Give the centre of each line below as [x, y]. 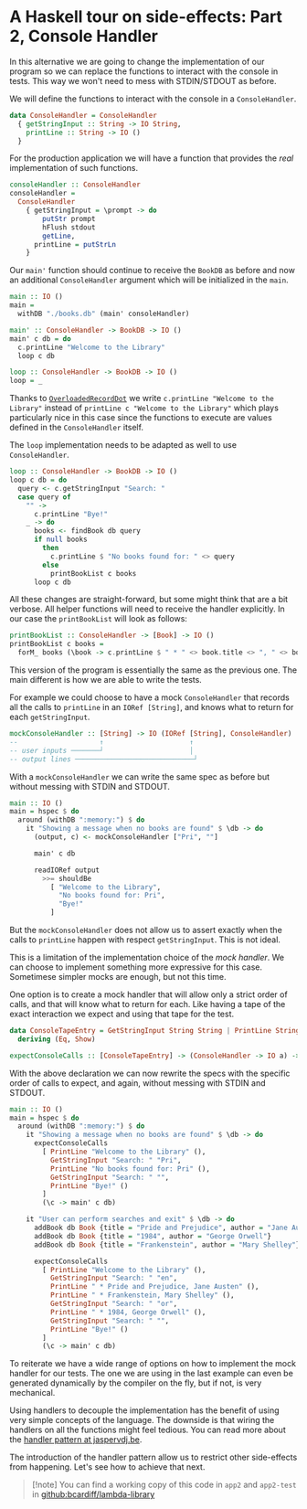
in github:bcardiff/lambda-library [93, 1494]
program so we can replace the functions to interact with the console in [144, 71]
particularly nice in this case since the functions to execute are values [141, 418]
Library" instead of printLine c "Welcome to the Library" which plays [144, 408]
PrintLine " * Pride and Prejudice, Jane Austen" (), [154, 1287]
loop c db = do [38, 480]
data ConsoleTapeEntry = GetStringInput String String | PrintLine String [155, 1031]
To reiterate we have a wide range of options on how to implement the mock [153, 1364]
